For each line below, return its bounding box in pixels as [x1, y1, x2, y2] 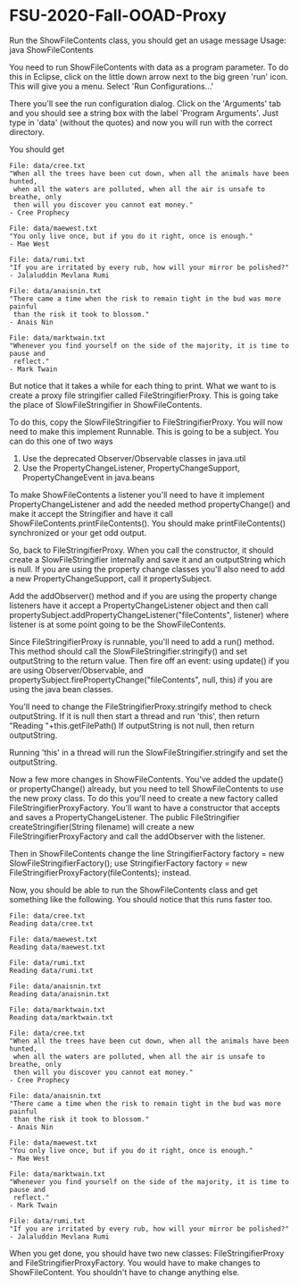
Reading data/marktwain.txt [9, 1012, 114, 1022]
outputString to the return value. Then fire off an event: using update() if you [9, 655, 290, 666]
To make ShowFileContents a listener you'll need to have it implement [9, 489, 265, 500]
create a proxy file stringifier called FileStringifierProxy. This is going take [9, 390, 279, 401]
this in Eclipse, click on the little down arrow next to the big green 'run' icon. [9, 71, 288, 81]
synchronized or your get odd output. [9, 527, 147, 537]
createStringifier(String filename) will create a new [9, 821, 195, 832]
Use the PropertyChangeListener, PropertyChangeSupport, [21, 462, 241, 473]
